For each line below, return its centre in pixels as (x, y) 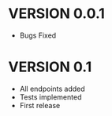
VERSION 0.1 (50, 67)
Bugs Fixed (38, 35)
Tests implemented (50, 97)
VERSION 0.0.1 (56, 14)
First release (40, 105)
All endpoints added (52, 89)
